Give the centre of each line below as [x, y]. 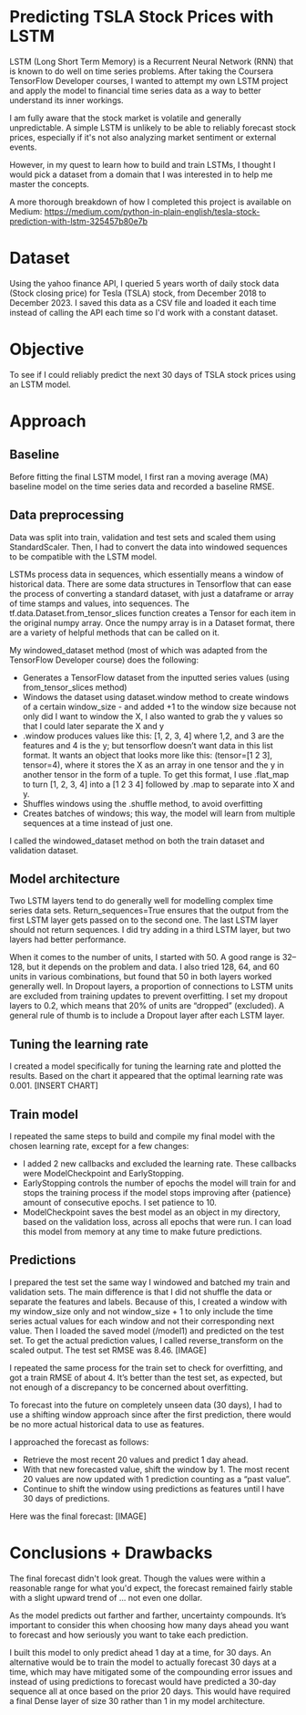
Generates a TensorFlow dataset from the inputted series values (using [156, 677]
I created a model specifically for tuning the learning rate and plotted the [145, 1066]
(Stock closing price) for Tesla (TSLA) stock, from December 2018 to [138, 293]
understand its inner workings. [67, 100]
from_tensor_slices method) [75, 687]
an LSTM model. [40, 384]
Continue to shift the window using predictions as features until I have [153, 1489]
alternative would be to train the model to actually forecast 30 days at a [143, 1662]
